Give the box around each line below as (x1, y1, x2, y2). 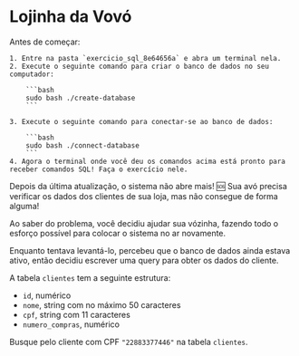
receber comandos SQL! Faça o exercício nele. (9, 165, 188, 174)
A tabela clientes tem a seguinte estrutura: (9, 272, 171, 283)
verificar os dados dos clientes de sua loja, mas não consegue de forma (9, 190, 278, 201)
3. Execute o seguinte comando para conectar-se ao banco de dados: (9, 117, 274, 126)
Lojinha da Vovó (9, 6, 132, 27)
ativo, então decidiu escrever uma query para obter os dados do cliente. (9, 255, 279, 265)
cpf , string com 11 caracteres (22, 309, 131, 320)
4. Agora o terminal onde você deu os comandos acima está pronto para (9, 157, 285, 166)
